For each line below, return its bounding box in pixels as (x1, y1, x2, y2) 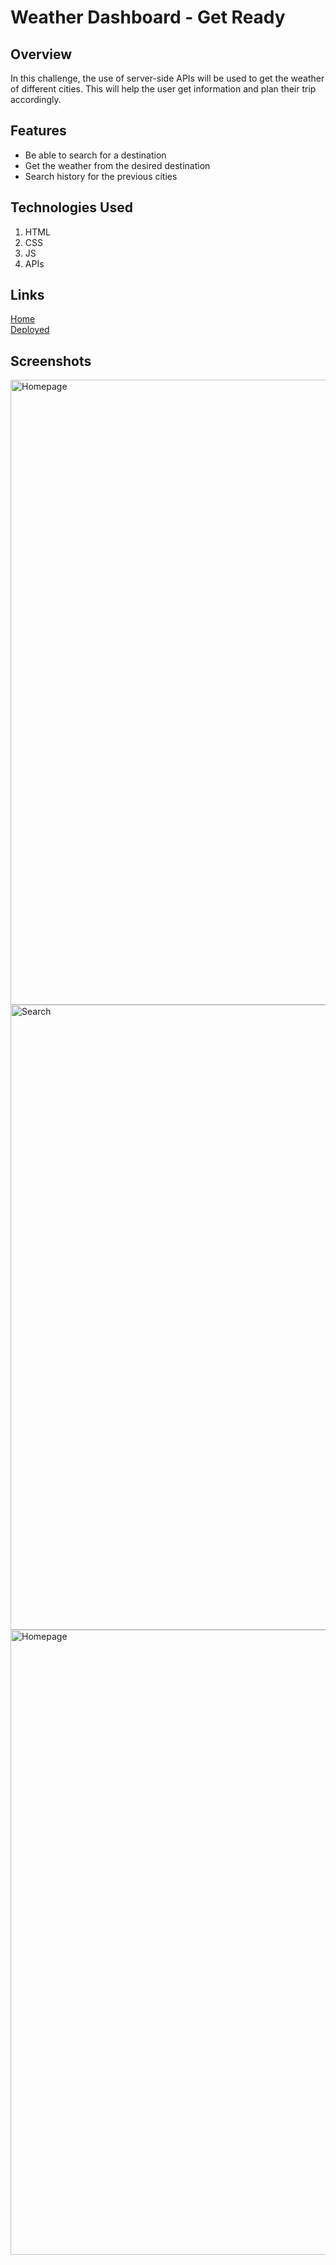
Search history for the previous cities (24, 170, 178, 182)
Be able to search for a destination (24, 149, 167, 161)
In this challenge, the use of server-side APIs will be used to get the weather (10, 72, 325, 84)
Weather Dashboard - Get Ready (10, 6, 286, 29)
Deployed (10, 324, 50, 336)
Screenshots (10, 352, 92, 370)
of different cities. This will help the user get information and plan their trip (10, 83, 317, 95)
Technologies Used (10, 199, 133, 216)
